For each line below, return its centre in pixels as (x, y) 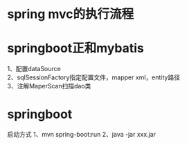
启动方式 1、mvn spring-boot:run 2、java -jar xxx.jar (82, 135)
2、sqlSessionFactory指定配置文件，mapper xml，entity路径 (93, 77)
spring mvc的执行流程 (71, 14)
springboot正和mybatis (75, 48)
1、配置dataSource (34, 69)
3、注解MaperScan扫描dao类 (49, 86)
